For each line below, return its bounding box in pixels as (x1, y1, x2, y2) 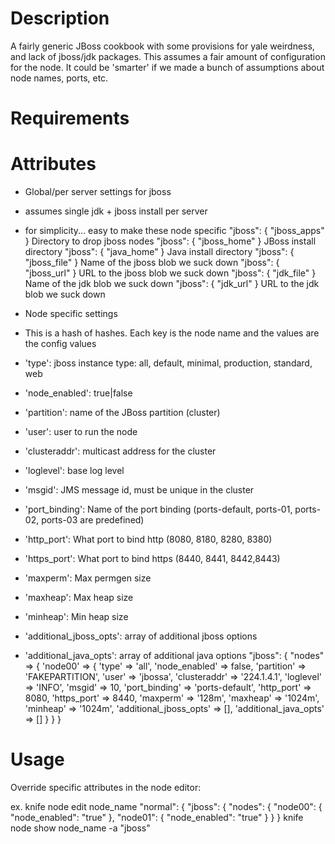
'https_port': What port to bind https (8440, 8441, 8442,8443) (24, 553, 281, 565)
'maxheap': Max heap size (24, 592, 134, 604)
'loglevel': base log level (24, 465, 125, 477)
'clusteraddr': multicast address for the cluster (24, 445, 217, 457)
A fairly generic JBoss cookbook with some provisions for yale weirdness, (10, 40, 315, 52)
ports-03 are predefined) (41, 514, 145, 526)
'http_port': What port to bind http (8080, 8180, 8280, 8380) (24, 533, 273, 546)
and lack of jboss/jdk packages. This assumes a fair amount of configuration (10, 50, 326, 62)
